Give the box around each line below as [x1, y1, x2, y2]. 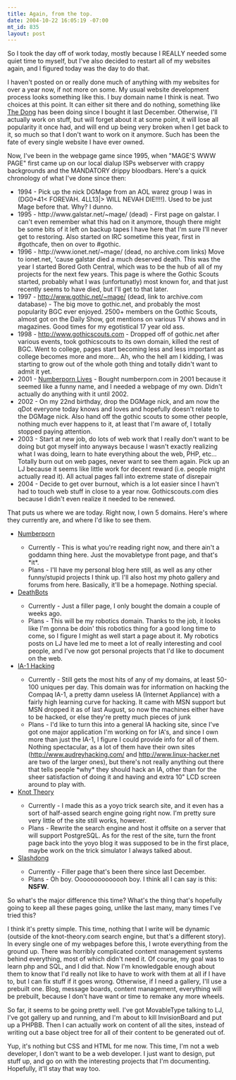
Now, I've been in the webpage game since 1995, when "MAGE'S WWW [7, 152, 216, 160]
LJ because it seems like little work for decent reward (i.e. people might [17, 465, 225, 473]
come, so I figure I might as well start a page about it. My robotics [27, 632, 219, 640]
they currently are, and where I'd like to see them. [7, 516, 151, 524]
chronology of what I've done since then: [7, 174, 127, 183]
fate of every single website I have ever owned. [7, 138, 145, 147]
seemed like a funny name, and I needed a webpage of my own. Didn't [17, 382, 223, 391]
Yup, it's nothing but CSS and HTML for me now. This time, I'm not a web [7, 1042, 220, 1050]
